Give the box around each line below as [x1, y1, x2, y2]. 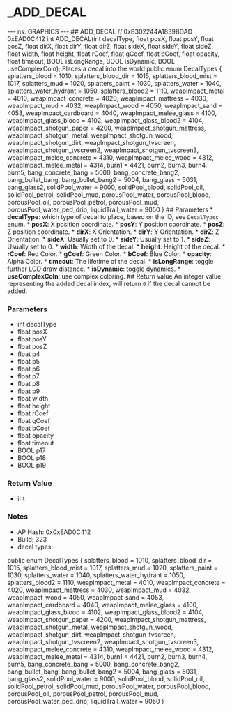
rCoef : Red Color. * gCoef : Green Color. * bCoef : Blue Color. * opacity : [7, 249, 212, 258]
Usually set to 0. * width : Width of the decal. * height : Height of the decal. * [7, 242, 226, 251]
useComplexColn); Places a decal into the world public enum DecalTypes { [7, 64, 222, 73]
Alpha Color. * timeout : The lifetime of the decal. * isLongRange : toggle [7, 257, 214, 265]
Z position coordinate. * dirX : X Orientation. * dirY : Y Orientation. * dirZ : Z [7, 228, 219, 236]
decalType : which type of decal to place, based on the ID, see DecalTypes [7, 212, 219, 221]
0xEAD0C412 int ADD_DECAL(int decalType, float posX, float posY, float [7, 34, 214, 43]
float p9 [17, 387, 40, 395]
